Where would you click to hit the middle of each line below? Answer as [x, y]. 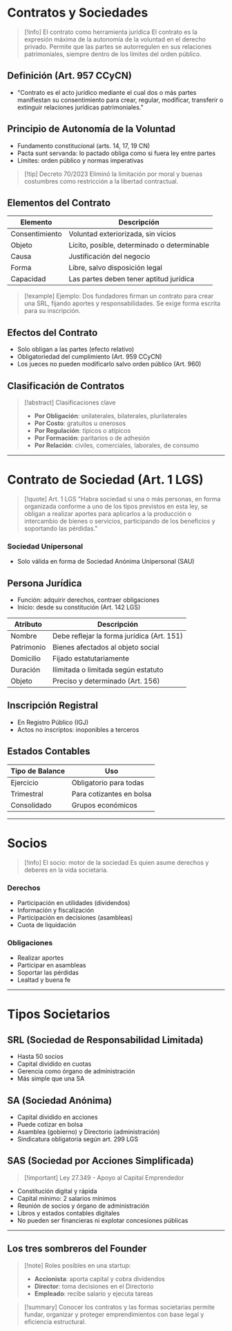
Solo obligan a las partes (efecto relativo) [76, 349]
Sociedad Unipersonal [45, 546]
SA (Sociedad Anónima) [60, 1100]
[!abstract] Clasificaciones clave [70, 402]
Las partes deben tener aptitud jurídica [132, 279]
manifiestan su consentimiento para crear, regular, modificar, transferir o [120, 100]
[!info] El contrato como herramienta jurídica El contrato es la [111, 32]
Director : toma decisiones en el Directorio [94, 1286]
